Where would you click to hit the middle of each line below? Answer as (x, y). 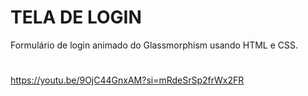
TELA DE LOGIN (76, 17)
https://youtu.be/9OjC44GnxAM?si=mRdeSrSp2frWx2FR (127, 80)
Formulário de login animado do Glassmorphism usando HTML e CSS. (154, 45)
